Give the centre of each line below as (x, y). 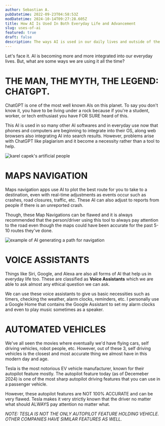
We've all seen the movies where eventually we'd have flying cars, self (77, 343)
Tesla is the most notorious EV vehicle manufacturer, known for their (75, 368)
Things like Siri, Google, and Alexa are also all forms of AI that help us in (78, 273)
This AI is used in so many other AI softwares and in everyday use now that (82, 125)
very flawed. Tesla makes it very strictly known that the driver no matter (78, 399)
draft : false (19, 38)
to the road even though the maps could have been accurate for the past (79, 225)
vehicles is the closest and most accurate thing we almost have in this (76, 353)
